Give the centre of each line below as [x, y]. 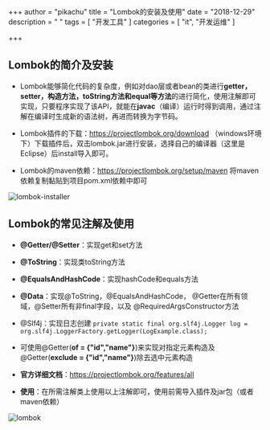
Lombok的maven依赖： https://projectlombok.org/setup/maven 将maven [139, 170]
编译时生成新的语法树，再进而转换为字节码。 [108, 116]
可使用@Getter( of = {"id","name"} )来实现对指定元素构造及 [117, 347]
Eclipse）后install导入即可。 [66, 153]
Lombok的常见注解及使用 [72, 224]
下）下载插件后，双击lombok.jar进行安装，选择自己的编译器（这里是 [133, 143]
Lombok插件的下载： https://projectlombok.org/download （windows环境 [141, 133]
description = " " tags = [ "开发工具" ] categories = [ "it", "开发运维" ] [122, 22]
